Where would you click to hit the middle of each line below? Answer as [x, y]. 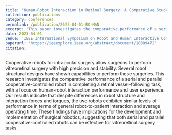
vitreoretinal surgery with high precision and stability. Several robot [76, 68]
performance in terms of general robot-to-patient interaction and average [83, 106]
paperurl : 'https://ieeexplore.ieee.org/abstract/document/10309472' [81, 43]
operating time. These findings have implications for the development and [83, 111]
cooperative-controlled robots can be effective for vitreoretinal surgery [80, 122]
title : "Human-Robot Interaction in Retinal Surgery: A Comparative [80, 10]
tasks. [12, 128]
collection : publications [33, 15]
